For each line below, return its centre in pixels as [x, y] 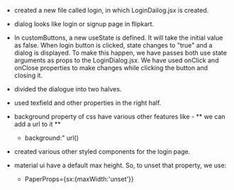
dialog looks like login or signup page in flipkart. [84, 24]
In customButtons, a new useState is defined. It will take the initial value [118, 38]
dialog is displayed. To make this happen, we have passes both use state [120, 53]
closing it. [28, 75]
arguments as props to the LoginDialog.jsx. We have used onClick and [116, 60]
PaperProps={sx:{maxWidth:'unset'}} [79, 179]
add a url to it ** [38, 124]
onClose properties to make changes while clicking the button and [111, 68]
